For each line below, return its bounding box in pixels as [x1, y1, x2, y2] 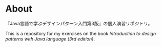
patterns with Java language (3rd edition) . [5, 36, 95, 42]
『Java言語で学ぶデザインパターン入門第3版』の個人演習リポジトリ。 [5, 20, 153, 26]
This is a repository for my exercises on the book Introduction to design [5, 30, 156, 36]
